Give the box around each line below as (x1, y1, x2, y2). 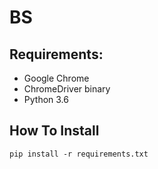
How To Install (9, 122, 100, 140)
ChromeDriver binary (23, 83, 111, 95)
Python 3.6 (23, 94, 69, 105)
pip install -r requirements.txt (9, 149, 149, 159)
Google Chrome (23, 72, 90, 84)
